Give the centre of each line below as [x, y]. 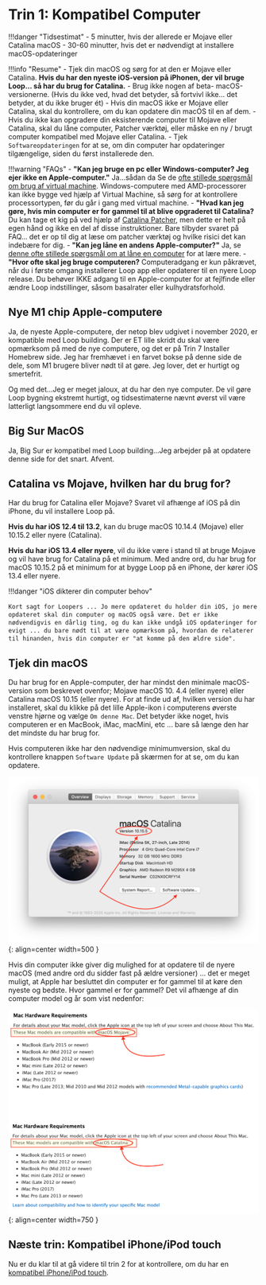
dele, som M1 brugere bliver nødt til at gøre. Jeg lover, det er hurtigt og [124, 365]
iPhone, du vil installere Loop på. [62, 512]
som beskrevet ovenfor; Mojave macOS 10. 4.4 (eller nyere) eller [139, 691]
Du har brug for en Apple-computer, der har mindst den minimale [114, 683]
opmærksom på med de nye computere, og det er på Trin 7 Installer [119, 349]
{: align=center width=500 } [54, 949]
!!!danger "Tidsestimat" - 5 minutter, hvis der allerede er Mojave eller [120, 37]
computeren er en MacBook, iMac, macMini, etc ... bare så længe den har [129, 725]
